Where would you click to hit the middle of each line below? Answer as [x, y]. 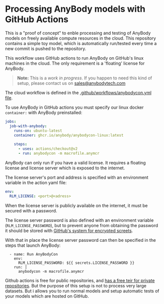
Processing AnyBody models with [75, 9]
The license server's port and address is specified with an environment [77, 177]
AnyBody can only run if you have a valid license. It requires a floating [75, 163]
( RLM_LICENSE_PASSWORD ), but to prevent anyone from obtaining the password [82, 225]
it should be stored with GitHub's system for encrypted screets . [69, 231]
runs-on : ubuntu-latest [38, 131]
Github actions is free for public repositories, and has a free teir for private [80, 281]
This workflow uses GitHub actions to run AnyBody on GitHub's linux [74, 58]
